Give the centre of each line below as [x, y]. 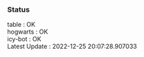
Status [18, 10]
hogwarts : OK [28, 32]
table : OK [21, 25]
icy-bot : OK [24, 39]
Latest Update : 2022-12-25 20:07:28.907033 [72, 47]
